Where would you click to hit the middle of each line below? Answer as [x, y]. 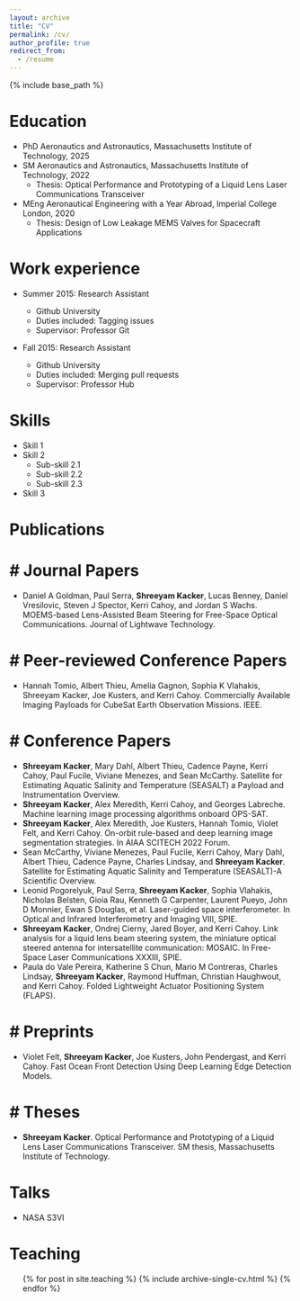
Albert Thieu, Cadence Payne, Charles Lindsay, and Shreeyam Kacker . [154, 861]
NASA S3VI [43, 1217]
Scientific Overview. [59, 880]
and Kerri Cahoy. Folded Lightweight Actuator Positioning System [143, 985]
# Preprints [52, 1032]
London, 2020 [49, 213]
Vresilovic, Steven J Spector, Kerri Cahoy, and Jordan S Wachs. [140, 605]
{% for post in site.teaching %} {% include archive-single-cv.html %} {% [157, 1279]
